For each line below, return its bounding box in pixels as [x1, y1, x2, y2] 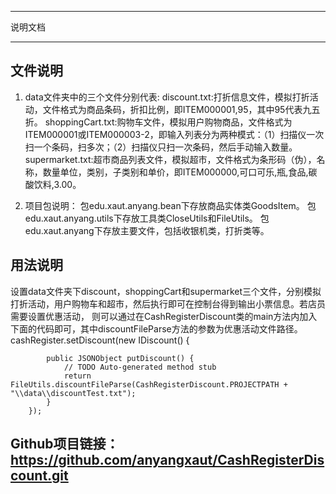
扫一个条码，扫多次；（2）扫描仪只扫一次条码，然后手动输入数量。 [24, 141, 298, 153]
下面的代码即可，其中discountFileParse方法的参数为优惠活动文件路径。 [10, 322, 303, 335]
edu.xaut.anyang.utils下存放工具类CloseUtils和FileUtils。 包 [24, 212, 270, 224]
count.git [10, 467, 69, 485]
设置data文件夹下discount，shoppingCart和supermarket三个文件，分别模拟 [10, 285, 322, 297]
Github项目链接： [10, 436, 120, 453]
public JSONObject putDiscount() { [46, 353, 195, 363]
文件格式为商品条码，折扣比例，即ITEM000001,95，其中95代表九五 [42, 103, 321, 115]
